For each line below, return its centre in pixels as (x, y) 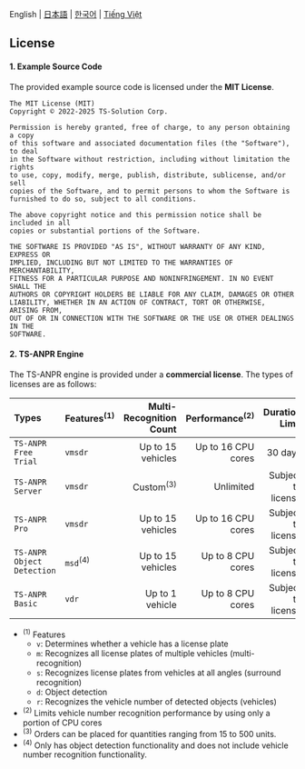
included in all (40, 223)
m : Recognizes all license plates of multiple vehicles (132, 654)
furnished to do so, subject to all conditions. (103, 199)
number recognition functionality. (85, 754)
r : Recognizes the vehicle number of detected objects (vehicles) (156, 702)
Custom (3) (155, 486)
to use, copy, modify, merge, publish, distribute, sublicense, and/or (148, 175)
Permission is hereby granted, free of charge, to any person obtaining (150, 127)
